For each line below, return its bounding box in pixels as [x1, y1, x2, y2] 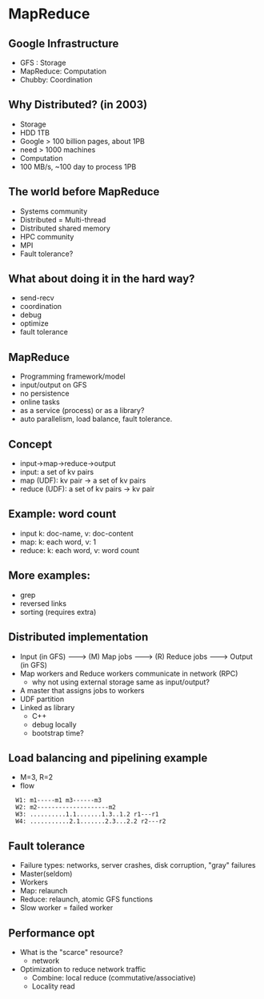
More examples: [8, 569, 90, 583]
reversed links [19, 598, 66, 608]
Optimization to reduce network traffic [19, 964, 146, 973]
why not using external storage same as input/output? [31, 677, 210, 687]
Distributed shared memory [19, 223, 110, 233]
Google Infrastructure [8, 37, 119, 50]
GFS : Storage [19, 58, 66, 67]
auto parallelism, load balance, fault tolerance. [19, 414, 173, 424]
